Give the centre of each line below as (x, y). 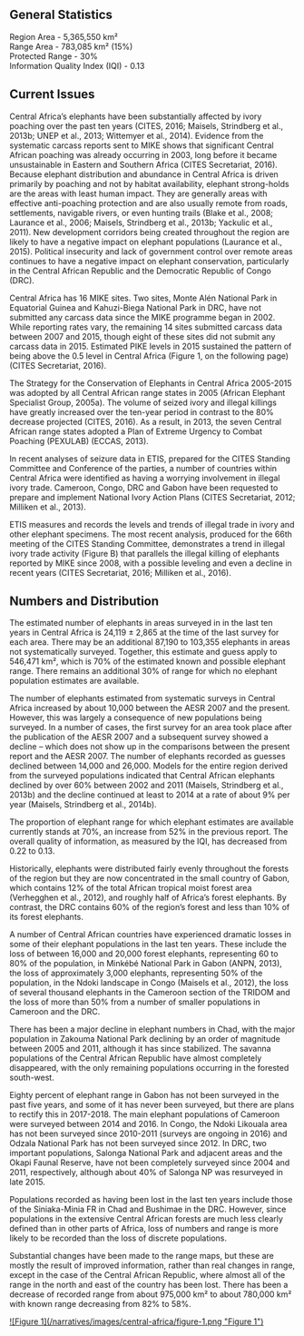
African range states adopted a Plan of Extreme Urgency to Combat (136, 431)
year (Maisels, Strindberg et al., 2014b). (83, 805)
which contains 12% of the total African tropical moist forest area (131, 888)
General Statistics (61, 15)
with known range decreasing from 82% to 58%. (101, 1304)
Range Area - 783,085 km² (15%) (71, 46)
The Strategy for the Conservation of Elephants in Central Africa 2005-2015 (151, 383)
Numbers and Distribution (84, 602)
